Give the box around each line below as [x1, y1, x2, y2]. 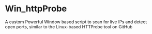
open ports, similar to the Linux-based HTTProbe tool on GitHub [5, 24, 133, 29]
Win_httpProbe [5, 3, 67, 14]
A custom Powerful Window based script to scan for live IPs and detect [5, 19, 147, 25]
